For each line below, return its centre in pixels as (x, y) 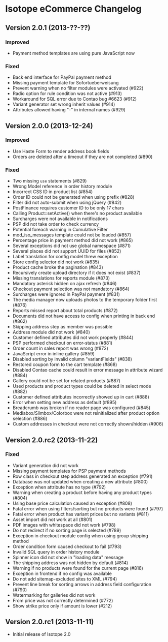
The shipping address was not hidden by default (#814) (70, 563)
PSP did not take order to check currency (56, 224)
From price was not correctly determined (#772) (63, 600)
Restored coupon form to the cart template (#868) (65, 364)
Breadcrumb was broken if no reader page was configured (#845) (81, 408)
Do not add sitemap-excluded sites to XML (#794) (65, 579)
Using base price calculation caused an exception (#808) (72, 503)
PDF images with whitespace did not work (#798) (64, 525)
